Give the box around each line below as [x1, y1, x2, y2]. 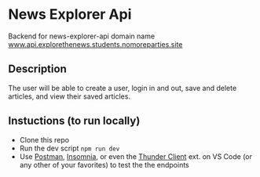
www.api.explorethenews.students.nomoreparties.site [8, 39, 183, 49]
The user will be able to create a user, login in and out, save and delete [8, 83, 237, 92]
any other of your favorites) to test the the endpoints [19, 160, 190, 169]
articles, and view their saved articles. [8, 92, 131, 101]
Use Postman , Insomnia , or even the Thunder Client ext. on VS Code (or [19, 151, 253, 161]
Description [8, 63, 67, 76]
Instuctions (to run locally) [8, 114, 141, 128]
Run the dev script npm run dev [19, 143, 120, 153]
